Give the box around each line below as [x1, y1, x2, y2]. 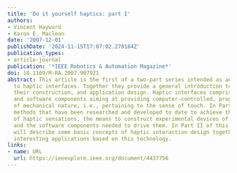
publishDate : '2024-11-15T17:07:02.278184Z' [7, 43, 140, 50]
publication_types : [7, 50, 65, 57]
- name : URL [7, 148, 42, 155]
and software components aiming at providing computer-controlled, [13, 96, 217, 103]
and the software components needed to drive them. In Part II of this [13, 121, 229, 129]
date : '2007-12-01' [7, 37, 65, 44]
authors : [7, 17, 33, 24]
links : [7, 142, 27, 149]
